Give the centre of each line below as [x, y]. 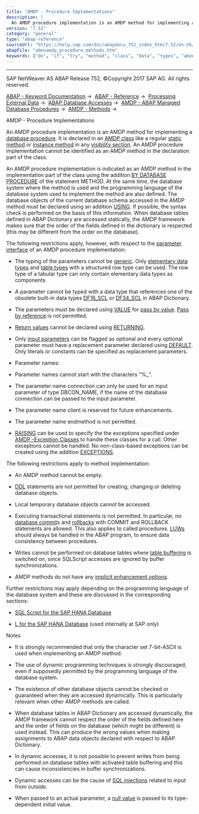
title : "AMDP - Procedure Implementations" [61, 12]
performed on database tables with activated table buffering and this [99, 762]
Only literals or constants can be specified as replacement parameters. [101, 351]
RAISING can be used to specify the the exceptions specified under [97, 433]
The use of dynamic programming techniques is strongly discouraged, [100, 665]
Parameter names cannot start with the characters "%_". [84, 374]
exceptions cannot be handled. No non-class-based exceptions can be [101, 446]
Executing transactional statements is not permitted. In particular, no [98, 516]
